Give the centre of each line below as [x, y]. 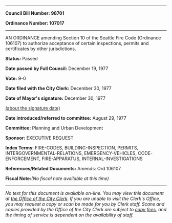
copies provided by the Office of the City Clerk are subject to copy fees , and [86, 209]
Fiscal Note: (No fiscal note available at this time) [57, 179]
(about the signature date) [33, 108]
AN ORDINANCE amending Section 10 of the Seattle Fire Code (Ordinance [83, 38]
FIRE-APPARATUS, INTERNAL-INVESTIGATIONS [92, 159]
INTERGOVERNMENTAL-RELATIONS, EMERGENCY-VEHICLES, [71, 153]
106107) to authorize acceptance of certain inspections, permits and [77, 43]
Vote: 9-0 [16, 78]
